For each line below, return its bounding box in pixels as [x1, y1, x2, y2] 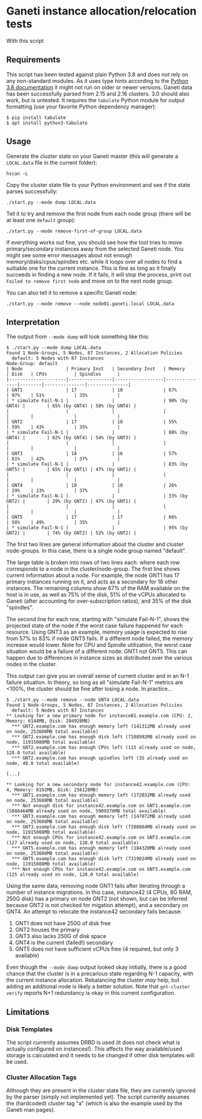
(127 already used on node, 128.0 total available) [6, 840, 139, 846]
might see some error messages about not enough [6, 251, 133, 258]
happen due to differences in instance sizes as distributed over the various [6, 654, 192, 661]
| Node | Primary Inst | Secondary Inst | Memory [6, 366, 186, 372]
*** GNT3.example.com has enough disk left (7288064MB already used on [11, 824, 197, 830]
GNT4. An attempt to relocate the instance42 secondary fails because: [6, 908, 183, 915]
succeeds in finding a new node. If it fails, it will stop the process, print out [6, 271, 192, 278]
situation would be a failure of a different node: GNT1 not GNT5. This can [6, 648, 187, 655]
